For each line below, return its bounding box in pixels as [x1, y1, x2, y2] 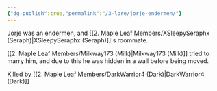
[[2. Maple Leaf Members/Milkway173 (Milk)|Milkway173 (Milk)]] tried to [7, 49, 210, 57]
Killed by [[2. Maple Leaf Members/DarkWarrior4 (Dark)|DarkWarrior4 [7, 70, 205, 78]
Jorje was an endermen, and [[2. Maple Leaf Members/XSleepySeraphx [7, 29, 210, 37]
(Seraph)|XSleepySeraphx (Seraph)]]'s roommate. [7, 36, 149, 44]
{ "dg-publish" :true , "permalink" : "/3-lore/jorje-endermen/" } [7, 10, 183, 17]
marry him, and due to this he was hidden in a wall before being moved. [7, 56, 209, 65]
